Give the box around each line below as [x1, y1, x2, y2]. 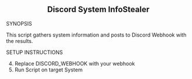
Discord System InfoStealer [47, 5, 150, 15]
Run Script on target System [14, 66, 83, 73]
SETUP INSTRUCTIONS [6, 49, 63, 56]
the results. [6, 37, 33, 44]
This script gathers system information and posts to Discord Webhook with [6, 31, 187, 38]
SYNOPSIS [6, 20, 32, 27]
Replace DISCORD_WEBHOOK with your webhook [14, 60, 135, 67]
